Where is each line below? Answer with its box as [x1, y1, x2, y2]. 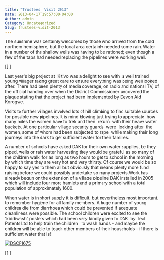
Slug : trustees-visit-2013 [5, 25, 60, 30]
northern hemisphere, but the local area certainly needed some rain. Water [5, 44, 155, 50]
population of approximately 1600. [5, 185, 74, 191]
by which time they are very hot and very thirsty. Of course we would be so [5, 160, 157, 165]
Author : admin [5, 16, 34, 21]
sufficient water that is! [5, 231, 51, 237]
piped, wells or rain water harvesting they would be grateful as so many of [5, 149, 155, 155]
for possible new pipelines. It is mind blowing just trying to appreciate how [5, 114, 156, 120]
